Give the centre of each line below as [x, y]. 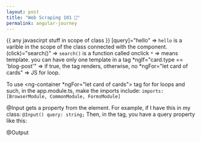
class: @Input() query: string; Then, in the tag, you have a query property [101, 114]
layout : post [23, 12]
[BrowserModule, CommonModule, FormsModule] [63, 97]
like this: [17, 121]
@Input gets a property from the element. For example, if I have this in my [98, 108]
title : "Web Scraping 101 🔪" [43, 18]
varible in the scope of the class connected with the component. [87, 47]
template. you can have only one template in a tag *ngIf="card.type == [95, 60]
